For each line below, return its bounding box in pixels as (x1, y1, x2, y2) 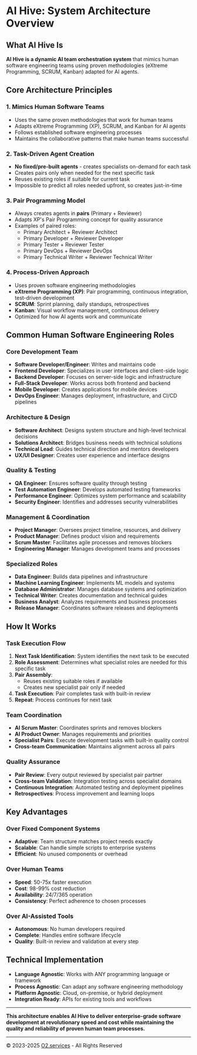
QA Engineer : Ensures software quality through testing (14, 480, 147, 487)
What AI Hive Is (6, 40, 63, 50)
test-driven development (14, 294, 74, 301)
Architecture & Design (6, 413, 70, 421)
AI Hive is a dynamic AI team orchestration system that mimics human (6, 56, 179, 62)
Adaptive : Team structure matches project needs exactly (14, 838, 153, 845)
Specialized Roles (6, 560, 58, 568)
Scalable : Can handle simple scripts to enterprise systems (14, 844, 156, 851)
